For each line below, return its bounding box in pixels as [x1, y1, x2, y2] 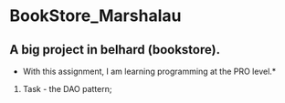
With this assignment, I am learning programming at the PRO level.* [22, 66, 277, 77]
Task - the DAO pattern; [22, 84, 112, 94]
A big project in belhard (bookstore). [9, 42, 221, 57]
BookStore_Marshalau [9, 5, 182, 26]
